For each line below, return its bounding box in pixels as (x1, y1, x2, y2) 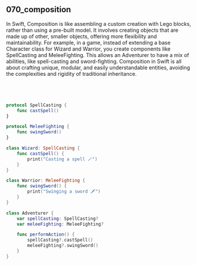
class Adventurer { (6, 210, 54, 216)
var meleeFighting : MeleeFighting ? (16, 221, 104, 227)
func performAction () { (16, 232, 75, 237)
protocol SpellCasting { (6, 102, 67, 108)
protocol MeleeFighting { (6, 123, 69, 130)
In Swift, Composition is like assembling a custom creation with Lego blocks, (6, 20, 191, 27)
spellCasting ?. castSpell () (27, 237, 94, 243)
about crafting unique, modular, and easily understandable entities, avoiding (6, 64, 191, 71)
